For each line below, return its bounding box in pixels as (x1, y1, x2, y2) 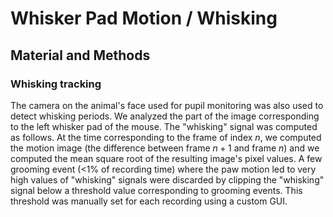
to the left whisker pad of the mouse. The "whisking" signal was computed (10, 120, 318, 132)
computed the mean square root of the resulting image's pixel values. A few (10, 152, 323, 164)
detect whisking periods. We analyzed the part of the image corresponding (10, 110, 320, 122)
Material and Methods (10, 47, 151, 64)
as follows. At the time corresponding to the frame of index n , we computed (10, 131, 322, 143)
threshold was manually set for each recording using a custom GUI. (10, 195, 288, 207)
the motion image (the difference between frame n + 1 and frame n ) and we (10, 142, 320, 154)
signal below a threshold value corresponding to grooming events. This (10, 184, 303, 196)
